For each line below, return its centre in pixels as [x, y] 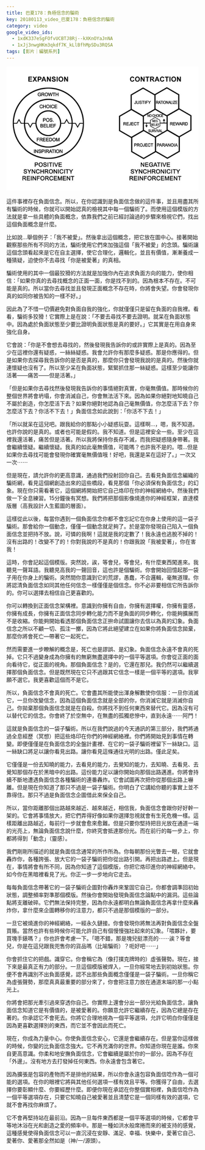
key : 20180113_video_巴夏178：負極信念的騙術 [60, 19]
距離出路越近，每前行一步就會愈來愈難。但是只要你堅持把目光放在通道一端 [105, 823]
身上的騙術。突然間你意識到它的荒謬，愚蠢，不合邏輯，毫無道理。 [110, 577]
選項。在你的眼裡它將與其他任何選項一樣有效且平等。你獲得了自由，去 [105, 1082]
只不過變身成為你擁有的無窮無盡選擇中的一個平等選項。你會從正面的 [108, 657]
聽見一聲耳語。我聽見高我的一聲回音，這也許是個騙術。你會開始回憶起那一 [100, 570]
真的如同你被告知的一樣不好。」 [45, 296]
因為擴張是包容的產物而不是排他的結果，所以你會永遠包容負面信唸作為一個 [100, 1074]
